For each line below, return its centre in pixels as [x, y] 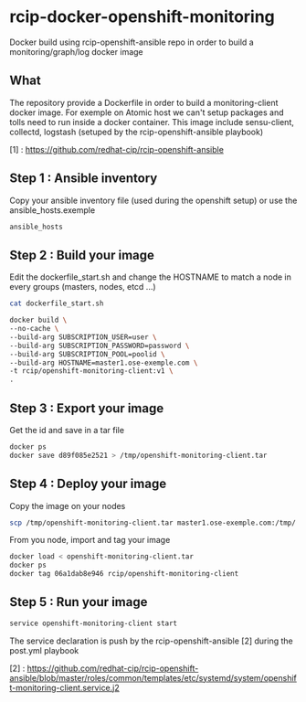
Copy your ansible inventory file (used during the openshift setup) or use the [153, 200]
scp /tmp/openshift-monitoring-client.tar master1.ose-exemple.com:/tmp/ [153, 523]
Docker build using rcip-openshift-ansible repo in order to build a [132, 42]
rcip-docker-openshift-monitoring [142, 17]
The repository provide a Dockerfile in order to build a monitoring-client [144, 102]
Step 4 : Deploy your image [88, 484]
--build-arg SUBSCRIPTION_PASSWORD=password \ [100, 346]
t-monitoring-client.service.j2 [65, 687]
